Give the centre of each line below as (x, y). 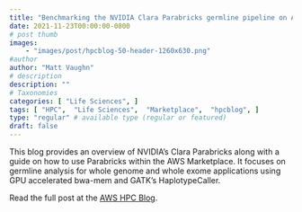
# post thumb (34, 34)
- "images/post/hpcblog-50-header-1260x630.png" (118, 51)
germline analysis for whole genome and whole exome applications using (145, 171)
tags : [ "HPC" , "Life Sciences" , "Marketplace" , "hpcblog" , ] (134, 110)
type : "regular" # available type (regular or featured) (118, 118)
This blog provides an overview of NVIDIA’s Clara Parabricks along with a (145, 152)
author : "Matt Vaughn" (52, 68)
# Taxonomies (34, 93)
